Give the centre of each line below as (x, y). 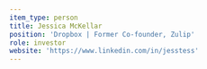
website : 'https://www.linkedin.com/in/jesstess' (104, 51)
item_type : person (44, 17)
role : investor (38, 43)
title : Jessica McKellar (56, 26)
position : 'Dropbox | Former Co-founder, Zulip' (102, 34)
